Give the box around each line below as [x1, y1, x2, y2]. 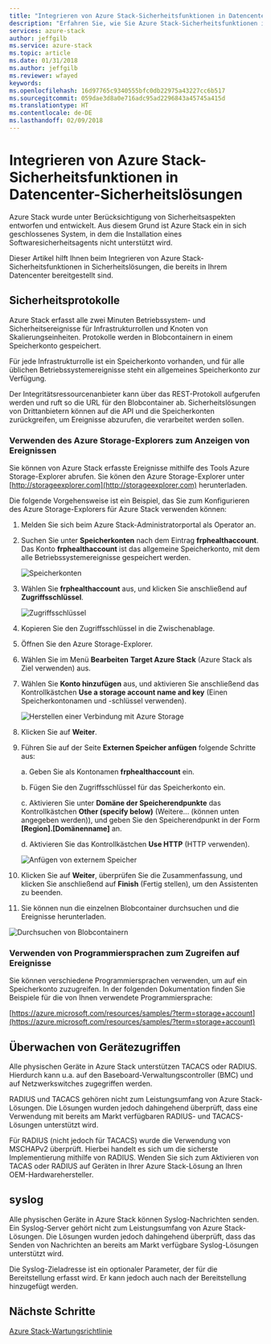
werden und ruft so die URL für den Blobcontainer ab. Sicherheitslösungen [9, 398, 257, 407]
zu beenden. [20, 887, 63, 897]
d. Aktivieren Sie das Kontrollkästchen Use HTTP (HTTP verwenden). [20, 839, 250, 849]
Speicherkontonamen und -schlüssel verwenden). [20, 695, 187, 705]
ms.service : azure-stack [9, 42, 92, 50]
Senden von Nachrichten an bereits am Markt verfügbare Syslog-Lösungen [9, 1240, 259, 1250]
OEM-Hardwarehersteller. [9, 1170, 94, 1180]
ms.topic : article [9, 49, 71, 57]
